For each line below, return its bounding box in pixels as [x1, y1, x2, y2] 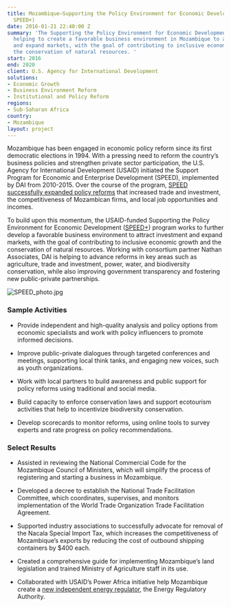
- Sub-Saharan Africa [7, 106, 69, 113]
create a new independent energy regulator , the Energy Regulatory [16, 585, 206, 593]
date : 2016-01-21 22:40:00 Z [7, 23, 91, 30]
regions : [7, 100, 32, 107]
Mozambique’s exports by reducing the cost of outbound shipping [16, 536, 204, 544]
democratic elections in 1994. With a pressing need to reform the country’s [7, 152, 219, 160]
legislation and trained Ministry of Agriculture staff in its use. [16, 564, 188, 573]
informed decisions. [16, 336, 74, 344]
